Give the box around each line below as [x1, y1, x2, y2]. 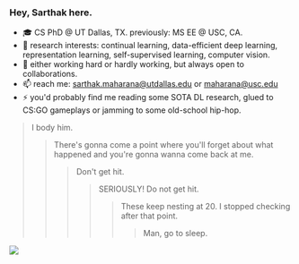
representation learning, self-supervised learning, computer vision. [22, 49, 271, 60]
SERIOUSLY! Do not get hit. [98, 183, 199, 194]
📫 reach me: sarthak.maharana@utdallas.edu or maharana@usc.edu [22, 79, 278, 89]
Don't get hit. [75, 166, 125, 177]
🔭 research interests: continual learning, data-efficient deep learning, [22, 40, 278, 51]
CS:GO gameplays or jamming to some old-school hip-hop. [22, 105, 242, 115]
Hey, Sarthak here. [9, 6, 92, 19]
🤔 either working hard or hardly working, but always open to [22, 59, 245, 70]
